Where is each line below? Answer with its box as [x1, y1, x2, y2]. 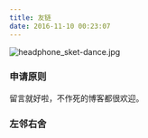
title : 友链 [9, 13, 51, 23]
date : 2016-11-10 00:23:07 [9, 22, 111, 31]
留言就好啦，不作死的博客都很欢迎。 [9, 92, 144, 104]
